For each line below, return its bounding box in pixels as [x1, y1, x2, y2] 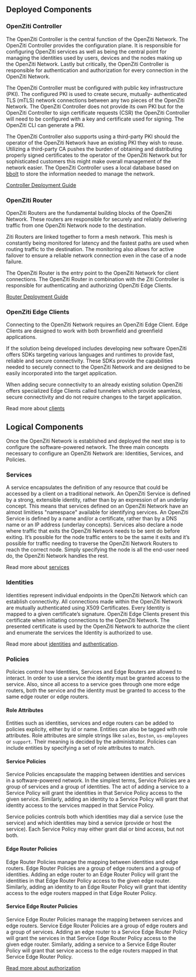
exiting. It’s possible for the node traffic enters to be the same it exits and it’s [6, 534, 190, 541]
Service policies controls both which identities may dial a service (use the [6, 813, 183, 820]
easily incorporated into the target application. [6, 370, 118, 377]
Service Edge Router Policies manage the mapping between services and [6, 916, 183, 923]
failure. [6, 258, 23, 265]
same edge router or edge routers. [6, 693, 90, 700]
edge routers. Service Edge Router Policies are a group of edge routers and [6, 922, 188, 929]
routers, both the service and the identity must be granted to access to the [6, 687, 186, 694]
